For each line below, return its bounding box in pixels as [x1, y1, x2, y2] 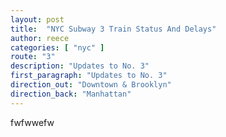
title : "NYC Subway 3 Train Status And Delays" [10, 24, 217, 34]
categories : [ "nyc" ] [10, 42, 105, 53]
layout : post [10, 14, 65, 25]
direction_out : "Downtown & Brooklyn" [10, 80, 172, 90]
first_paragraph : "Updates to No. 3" [10, 71, 168, 81]
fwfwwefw [10, 116, 55, 128]
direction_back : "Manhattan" [10, 89, 132, 99]
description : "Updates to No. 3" [10, 61, 150, 71]
